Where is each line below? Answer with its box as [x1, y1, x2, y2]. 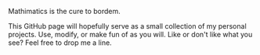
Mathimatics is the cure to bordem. [8, 7, 121, 15]
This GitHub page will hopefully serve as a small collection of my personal [8, 22, 247, 30]
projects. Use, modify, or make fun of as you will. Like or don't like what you [8, 30, 253, 39]
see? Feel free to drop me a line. [8, 38, 112, 47]
